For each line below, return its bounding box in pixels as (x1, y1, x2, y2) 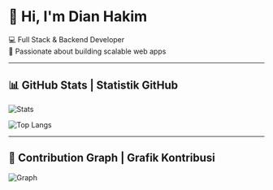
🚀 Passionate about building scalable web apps (8, 46, 167, 56)
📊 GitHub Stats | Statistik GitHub (8, 79, 179, 93)
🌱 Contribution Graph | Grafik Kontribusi (8, 151, 215, 165)
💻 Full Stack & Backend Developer (8, 34, 125, 44)
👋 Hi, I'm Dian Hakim (8, 7, 148, 26)
